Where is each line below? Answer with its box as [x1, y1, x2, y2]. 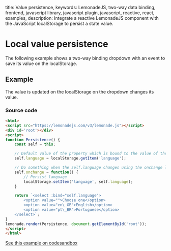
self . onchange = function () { [14, 170, 79, 175]
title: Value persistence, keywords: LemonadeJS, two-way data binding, [5, 5, 156, 10]
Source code [5, 107, 38, 114]
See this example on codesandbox [5, 240, 78, 246]
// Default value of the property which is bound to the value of [14, 151, 158, 156]
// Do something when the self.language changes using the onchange [14, 165, 163, 170]
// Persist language [23, 174, 67, 179]
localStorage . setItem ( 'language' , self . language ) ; [23, 179, 133, 184]
